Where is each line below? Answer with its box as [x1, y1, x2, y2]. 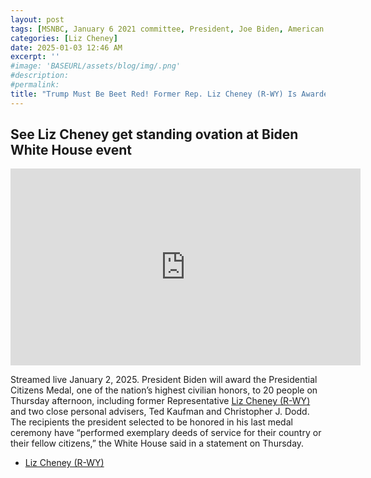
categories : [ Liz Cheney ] [10, 33, 118, 43]
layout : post [10, 14, 65, 25]
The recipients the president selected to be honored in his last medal [10, 416, 293, 428]
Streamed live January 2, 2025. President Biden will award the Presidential [10, 374, 318, 386]
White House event [10, 142, 133, 159]
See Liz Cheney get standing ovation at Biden [10, 126, 299, 143]
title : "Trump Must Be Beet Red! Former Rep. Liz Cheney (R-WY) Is [10, 89, 298, 99]
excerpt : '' [10, 52, 60, 62]
